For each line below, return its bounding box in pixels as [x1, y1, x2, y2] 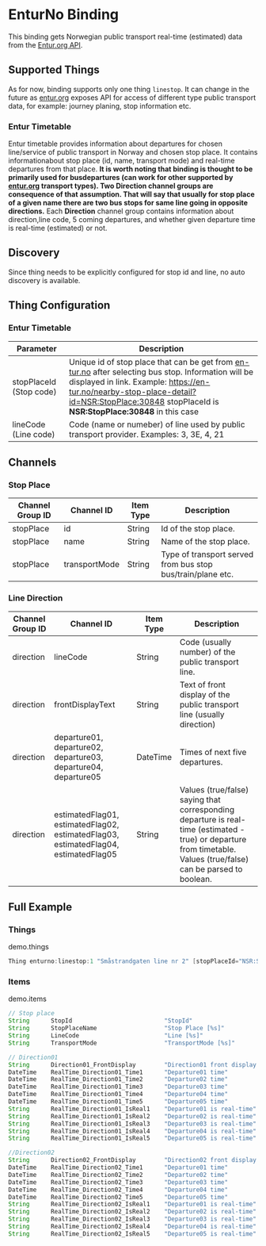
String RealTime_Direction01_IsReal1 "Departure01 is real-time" [8, 1105, 257, 1113]
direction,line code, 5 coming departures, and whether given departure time [8, 215, 256, 224]
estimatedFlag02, [54, 819, 120, 830]
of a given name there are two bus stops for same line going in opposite [8, 198, 248, 208]
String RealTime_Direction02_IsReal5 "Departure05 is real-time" [8, 1229, 257, 1238]
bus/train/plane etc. [161, 569, 234, 580]
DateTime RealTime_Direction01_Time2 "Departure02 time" [8, 1075, 228, 1083]
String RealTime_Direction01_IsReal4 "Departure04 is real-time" [8, 1127, 257, 1135]
